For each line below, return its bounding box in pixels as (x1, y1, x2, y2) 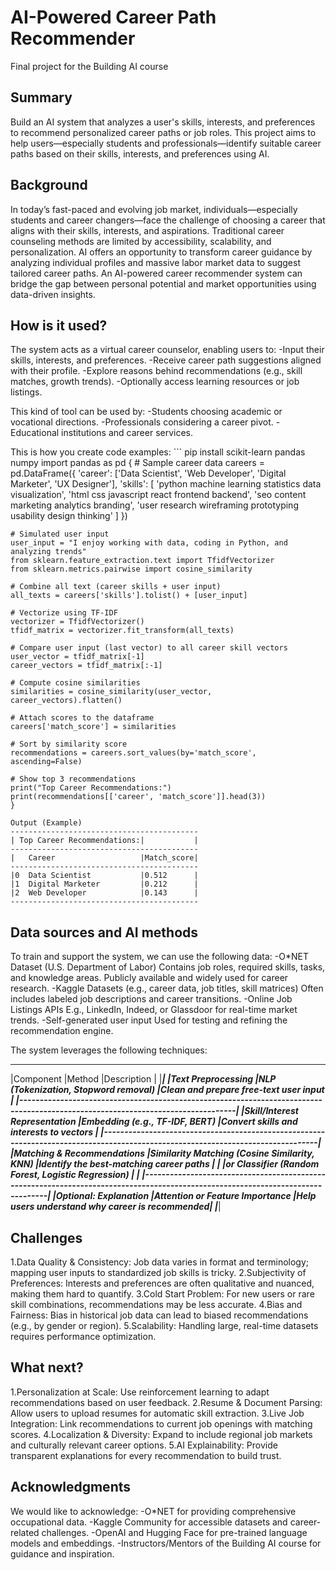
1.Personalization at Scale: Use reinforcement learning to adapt (10, 1386, 270, 1398)
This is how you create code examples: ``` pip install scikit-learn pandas (10, 446, 306, 458)
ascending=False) (10, 757, 83, 767)
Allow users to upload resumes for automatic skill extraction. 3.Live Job (10, 1407, 305, 1419)
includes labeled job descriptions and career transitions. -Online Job (10, 993, 293, 1005)
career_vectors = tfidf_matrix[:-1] (10, 661, 163, 671)
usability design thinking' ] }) (10, 510, 128, 522)
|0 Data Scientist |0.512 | (10, 871, 199, 881)
